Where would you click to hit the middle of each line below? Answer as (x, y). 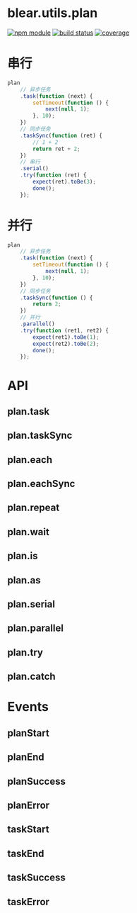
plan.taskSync (40, 436)
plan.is (23, 556)
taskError (28, 902)
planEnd (26, 757)
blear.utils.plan (53, 13)
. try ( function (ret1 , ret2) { (65, 330)
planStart (28, 733)
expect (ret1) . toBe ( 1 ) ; (66, 337)
